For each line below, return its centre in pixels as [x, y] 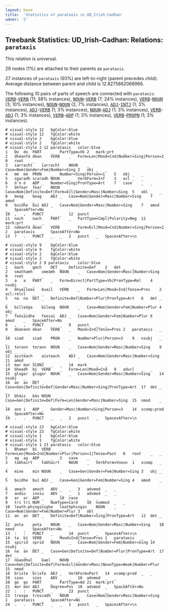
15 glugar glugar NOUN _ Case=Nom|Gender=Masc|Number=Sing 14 [85, 374]
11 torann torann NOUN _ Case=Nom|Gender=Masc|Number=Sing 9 [83, 347]
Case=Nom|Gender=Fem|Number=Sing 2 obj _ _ [56, 170]
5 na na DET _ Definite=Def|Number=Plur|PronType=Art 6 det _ [83, 299]
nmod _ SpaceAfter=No [34, 529]
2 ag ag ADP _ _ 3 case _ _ [52, 458]
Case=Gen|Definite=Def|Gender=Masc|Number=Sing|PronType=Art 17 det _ [83, 387]
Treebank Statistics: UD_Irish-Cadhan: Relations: [84, 40]
